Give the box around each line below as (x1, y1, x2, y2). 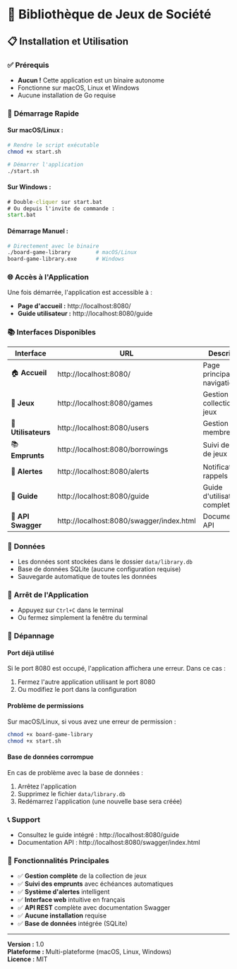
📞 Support (7, 815, 41, 824)
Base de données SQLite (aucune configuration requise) (17, 565, 181, 573)
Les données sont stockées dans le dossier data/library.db (17, 557, 193, 566)
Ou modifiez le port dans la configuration (17, 685, 138, 694)
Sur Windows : (7, 183, 51, 191)
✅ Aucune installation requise (17, 911, 107, 920)
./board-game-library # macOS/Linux (7, 249, 138, 256)
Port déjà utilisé (7, 648, 54, 657)
